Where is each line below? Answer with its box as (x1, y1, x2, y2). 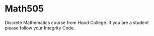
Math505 (5, 3, 44, 14)
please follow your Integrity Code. (5, 24, 75, 30)
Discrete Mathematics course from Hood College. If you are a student (5, 19, 149, 25)
